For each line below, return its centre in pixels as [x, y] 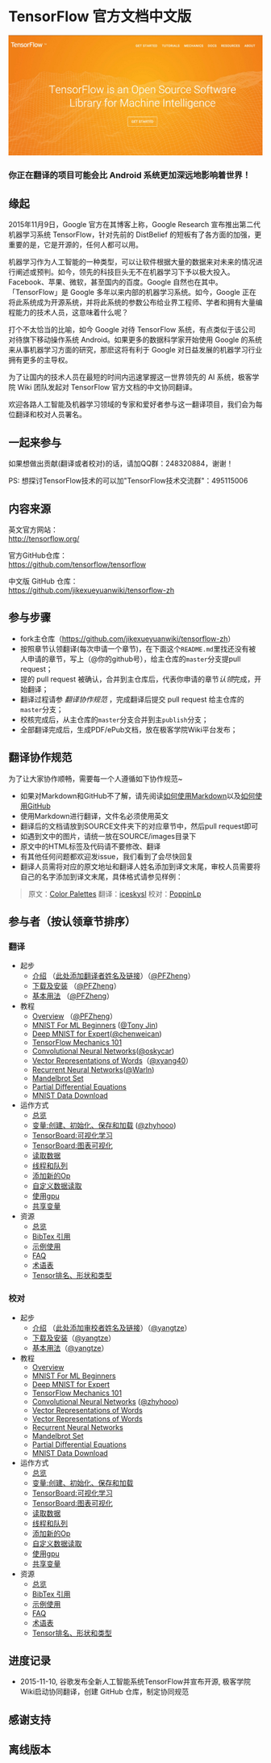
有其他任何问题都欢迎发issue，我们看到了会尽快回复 [106, 856]
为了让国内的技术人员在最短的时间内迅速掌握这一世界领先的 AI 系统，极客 [130, 377]
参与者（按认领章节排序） [72, 922]
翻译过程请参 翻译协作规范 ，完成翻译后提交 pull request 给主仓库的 [132, 699]
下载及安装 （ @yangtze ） [73, 1338]
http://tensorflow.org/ [44, 539]
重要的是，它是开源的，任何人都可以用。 [75, 245]
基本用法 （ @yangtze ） [70, 1348]
